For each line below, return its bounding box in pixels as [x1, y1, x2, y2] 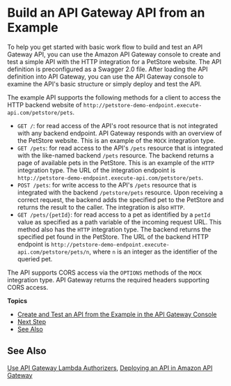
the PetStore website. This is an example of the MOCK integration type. [17, 136, 216, 144]
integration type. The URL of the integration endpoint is [17, 166, 176, 174]
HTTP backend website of [7, 100, 82, 109]
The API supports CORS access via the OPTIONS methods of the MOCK [7, 268, 202, 277]
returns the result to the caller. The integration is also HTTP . [17, 203, 186, 211]
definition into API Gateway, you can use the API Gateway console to [7, 72, 204, 81]
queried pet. [17, 254, 53, 263]
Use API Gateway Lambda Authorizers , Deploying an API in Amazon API [7, 364, 213, 372]
